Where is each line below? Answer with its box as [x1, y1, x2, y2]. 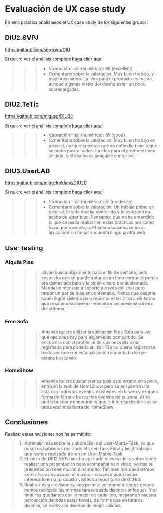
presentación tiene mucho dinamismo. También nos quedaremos [24, 466, 155, 472]
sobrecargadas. [48, 86, 80, 92]
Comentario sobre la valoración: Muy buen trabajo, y [48, 71, 154, 76]
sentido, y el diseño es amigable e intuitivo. [48, 152, 135, 159]
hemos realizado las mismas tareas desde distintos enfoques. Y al [24, 487, 157, 493]
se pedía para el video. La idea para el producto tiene [48, 148, 156, 153]
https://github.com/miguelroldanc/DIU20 [5, 180, 87, 186]
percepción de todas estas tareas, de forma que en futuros [24, 497, 143, 503]
